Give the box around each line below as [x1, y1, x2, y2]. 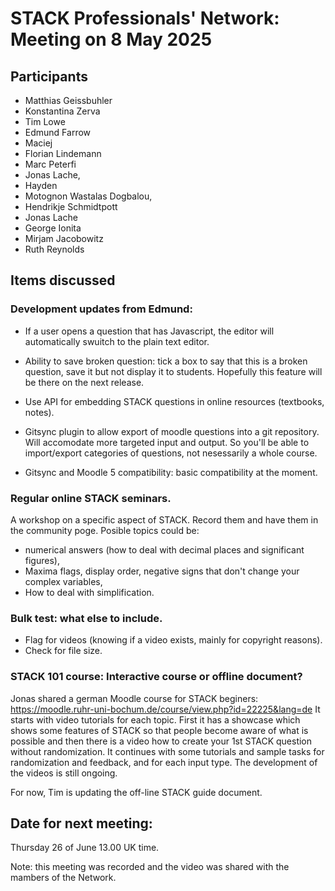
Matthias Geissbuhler [24, 95, 113, 106]
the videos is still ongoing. [10, 767, 118, 779]
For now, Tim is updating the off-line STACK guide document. [10, 786, 263, 798]
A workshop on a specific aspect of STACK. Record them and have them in [10, 513, 319, 526]
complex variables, [24, 575, 103, 587]
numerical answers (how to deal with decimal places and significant [24, 543, 305, 556]
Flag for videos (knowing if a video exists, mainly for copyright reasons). [24, 634, 323, 646]
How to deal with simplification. [24, 586, 155, 598]
